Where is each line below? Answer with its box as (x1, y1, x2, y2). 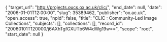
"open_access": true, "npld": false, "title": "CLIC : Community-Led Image (5, 15, 157, 21)
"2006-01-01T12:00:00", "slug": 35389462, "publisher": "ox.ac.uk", (5, 10, 146, 16)
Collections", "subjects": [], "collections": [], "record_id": (5, 20, 123, 26)
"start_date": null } (5, 31, 44, 37)
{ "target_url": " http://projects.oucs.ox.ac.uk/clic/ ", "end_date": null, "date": (5, 5, 162, 10)
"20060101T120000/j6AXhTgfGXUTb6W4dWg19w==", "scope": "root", (5, 26, 153, 32)
